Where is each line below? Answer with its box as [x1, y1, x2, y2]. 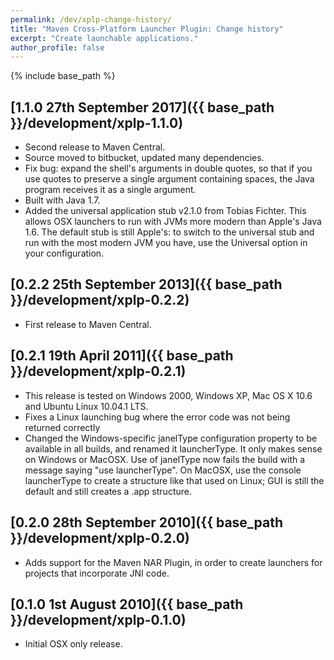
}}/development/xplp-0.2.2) [10, 292, 190, 309]
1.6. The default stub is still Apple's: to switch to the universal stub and [24, 226, 315, 238]
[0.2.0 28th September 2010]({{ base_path [10, 514, 284, 531]
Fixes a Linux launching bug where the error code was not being [24, 411, 291, 423]
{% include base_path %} [10, 70, 116, 82]
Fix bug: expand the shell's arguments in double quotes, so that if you [24, 162, 313, 175]
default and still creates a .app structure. [24, 485, 192, 497]
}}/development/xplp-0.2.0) [10, 530, 190, 547]
